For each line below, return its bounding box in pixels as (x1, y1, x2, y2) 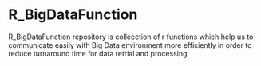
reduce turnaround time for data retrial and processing (8, 49, 188, 58)
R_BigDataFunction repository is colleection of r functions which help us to (8, 32, 254, 41)
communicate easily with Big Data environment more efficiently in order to (8, 40, 252, 49)
